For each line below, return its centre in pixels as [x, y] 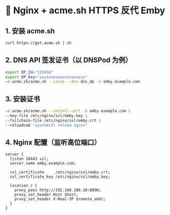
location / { [24, 186]
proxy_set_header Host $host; [47, 195]
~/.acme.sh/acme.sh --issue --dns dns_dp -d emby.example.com [73, 82]
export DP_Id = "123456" [29, 72]
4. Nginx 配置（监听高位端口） [53, 143]
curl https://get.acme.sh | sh [38, 43]
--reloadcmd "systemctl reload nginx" [46, 125]
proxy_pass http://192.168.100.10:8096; [58, 190]
